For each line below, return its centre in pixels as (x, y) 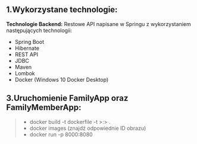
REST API (26, 54)
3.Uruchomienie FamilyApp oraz (67, 98)
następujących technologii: (39, 30)
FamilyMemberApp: (44, 108)
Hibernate (27, 48)
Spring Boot (29, 41)
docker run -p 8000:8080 (61, 134)
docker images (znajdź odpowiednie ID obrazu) (88, 128)
